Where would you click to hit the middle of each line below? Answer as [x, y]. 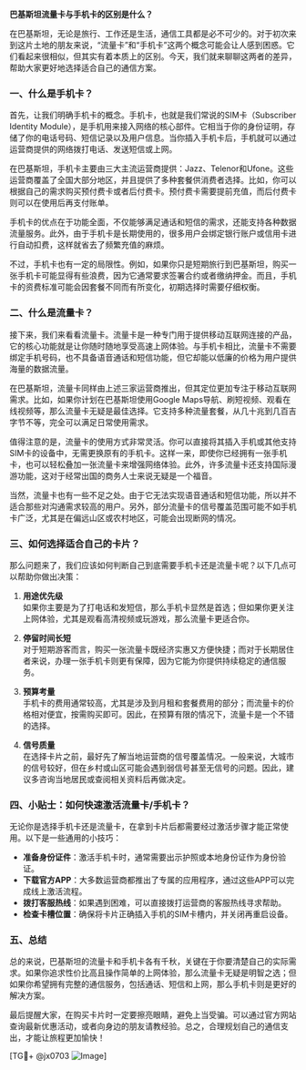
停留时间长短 [46, 637]
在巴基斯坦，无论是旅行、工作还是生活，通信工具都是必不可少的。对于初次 [149, 34]
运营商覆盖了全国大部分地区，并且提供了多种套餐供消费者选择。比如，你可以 [153, 180]
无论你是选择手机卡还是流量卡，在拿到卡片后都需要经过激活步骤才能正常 [145, 827]
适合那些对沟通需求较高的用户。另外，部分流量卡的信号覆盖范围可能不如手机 [153, 506]
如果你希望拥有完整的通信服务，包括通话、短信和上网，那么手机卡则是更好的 [153, 984]
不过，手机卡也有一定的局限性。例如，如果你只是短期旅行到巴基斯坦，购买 [149, 264]
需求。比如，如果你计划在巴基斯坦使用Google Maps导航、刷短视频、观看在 [150, 399]
